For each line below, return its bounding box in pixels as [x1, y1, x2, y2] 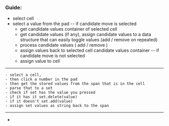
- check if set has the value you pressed [5, 90, 96, 95]
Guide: [5, 4, 22, 11]
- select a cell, [5, 72, 42, 78]
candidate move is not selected [20, 53, 86, 59]
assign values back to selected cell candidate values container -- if [20, 47, 159, 54]
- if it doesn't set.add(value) [5, 99, 73, 104]
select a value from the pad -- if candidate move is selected [12, 21, 137, 27]
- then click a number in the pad [5, 77, 78, 82]
